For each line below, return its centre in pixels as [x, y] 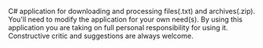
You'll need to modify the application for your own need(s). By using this [125, 19]
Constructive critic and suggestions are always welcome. [101, 36]
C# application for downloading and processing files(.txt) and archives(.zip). [132, 11]
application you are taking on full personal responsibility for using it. [118, 27]
